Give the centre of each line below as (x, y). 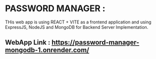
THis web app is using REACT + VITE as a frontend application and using (78, 22)
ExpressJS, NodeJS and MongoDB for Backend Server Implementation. (77, 27)
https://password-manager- (95, 43)
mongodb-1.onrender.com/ (47, 50)
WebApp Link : (28, 43)
